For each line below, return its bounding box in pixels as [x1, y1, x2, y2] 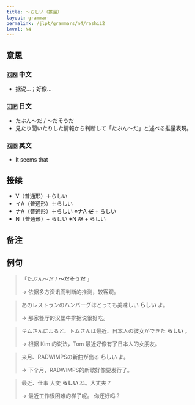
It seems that [15, 155, 48, 163]
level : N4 [6, 26, 32, 32]
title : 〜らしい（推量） [6, 9, 62, 15]
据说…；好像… [15, 85, 52, 92]
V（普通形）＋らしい [15, 192, 68, 199]
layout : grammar [6, 15, 48, 21]
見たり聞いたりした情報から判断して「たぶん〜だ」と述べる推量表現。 [15, 125, 193, 132]
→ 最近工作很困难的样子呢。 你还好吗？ [21, 392, 121, 399]
